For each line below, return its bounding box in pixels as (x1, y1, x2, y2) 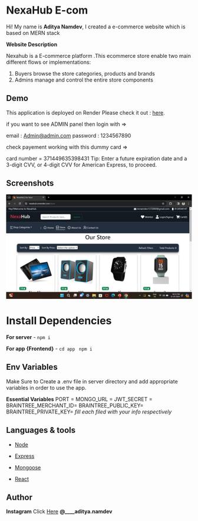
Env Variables (6, 362, 58, 372)
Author (6, 493, 32, 503)
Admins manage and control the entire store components (14, 76, 153, 83)
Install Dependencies (6, 314, 112, 328)
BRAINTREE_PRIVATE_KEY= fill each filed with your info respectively (6, 408, 172, 415)
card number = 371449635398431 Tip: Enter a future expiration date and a (6, 155, 187, 162)
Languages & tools (6, 425, 75, 435)
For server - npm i (6, 334, 51, 340)
